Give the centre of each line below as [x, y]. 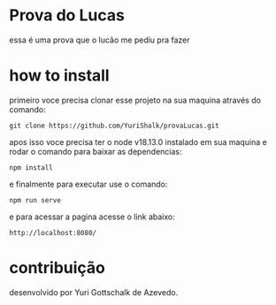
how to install [59, 76]
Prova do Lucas [67, 15]
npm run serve [35, 200]
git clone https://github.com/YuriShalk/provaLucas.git [114, 126]
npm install [31, 168]
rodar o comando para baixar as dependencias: [96, 151]
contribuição [57, 268]
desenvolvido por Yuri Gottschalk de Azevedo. [94, 292]
